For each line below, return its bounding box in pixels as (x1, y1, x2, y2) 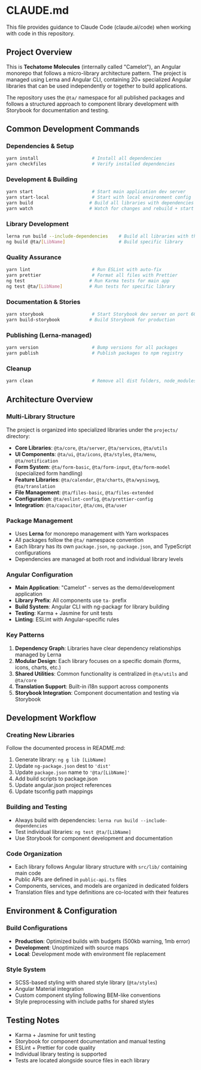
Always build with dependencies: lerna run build (14, 816, 138, 824)
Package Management (6, 516, 73, 525)
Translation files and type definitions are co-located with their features (14, 888, 189, 896)
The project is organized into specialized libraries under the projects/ (6, 426, 178, 433)
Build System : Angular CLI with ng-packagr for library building (14, 603, 169, 610)
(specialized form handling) (14, 469, 83, 477)
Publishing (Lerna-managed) (6, 331, 92, 339)
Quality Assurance (6, 253, 62, 261)
